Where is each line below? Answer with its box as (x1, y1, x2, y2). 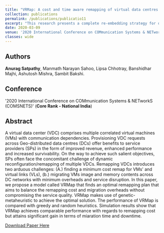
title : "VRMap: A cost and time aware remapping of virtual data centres (5, 7, 159, 12)
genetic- (118, 192, 136, 198)
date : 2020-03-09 (5, 25, 41, 30)
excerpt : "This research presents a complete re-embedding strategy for (5, 21, 156, 26)
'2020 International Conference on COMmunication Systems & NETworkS (5, 98, 153, 104)
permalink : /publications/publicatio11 (5, 16, 86, 21)
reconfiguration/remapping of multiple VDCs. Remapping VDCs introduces (5, 161, 155, 167)
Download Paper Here (5, 223, 50, 229)
